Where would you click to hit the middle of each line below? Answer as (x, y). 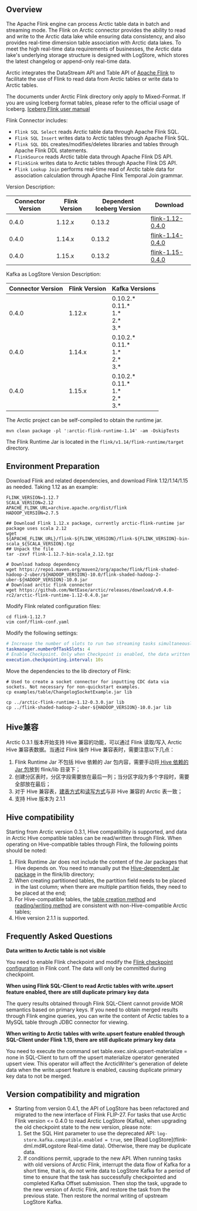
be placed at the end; (40, 893)
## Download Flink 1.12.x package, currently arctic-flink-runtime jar (95, 523)
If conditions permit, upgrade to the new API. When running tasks (102, 1158)
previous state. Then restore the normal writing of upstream (96, 1196)
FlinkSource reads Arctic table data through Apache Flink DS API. (94, 156)
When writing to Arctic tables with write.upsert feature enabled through (96, 1033)
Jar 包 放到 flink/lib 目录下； (47, 769)
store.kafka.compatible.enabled (63, 1140)
